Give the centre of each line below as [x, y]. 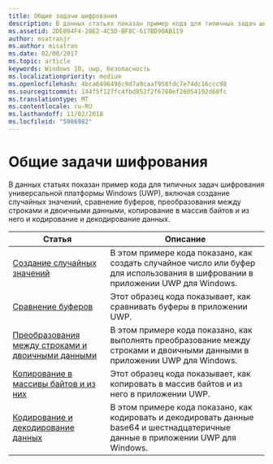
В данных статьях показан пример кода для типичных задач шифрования [136, 184]
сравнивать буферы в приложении [179, 306]
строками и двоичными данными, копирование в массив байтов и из [129, 210]
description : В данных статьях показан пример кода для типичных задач [132, 24]
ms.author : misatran [43, 46]
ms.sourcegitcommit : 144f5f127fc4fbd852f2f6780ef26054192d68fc [118, 91]
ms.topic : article [39, 62]
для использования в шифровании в [182, 273]
